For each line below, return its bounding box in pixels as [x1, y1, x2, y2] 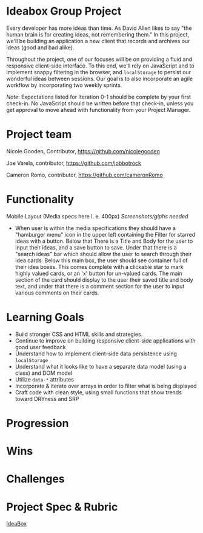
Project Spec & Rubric [6, 500, 118, 514]
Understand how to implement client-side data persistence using [15, 350, 178, 357]
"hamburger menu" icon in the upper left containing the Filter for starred [15, 231, 196, 238]
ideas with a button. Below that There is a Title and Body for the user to [15, 237, 193, 245]
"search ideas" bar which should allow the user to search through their [15, 250, 192, 257]
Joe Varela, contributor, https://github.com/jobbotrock [6, 159, 141, 167]
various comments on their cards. [15, 289, 99, 296]
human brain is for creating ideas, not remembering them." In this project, [6, 30, 190, 38]
